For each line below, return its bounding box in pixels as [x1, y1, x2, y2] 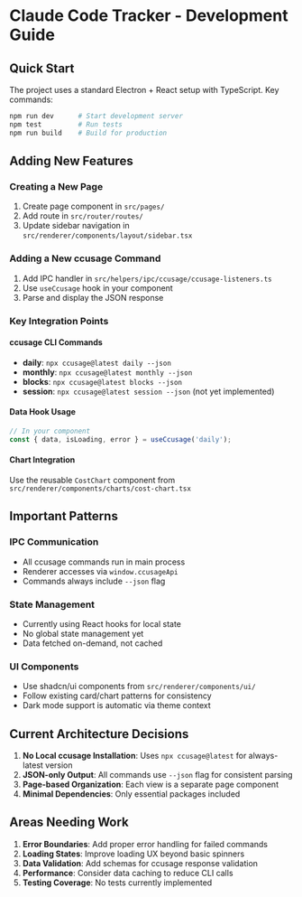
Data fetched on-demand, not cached [22, 638, 163, 649]
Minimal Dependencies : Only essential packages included [22, 788, 241, 799]
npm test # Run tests [9, 119, 124, 129]
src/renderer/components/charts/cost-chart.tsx [9, 484, 192, 493]
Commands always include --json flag [22, 575, 166, 586]
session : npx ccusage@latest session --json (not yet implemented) [22, 386, 275, 397]
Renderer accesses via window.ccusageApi [22, 565, 178, 576]
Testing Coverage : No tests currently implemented [22, 877, 213, 888]
